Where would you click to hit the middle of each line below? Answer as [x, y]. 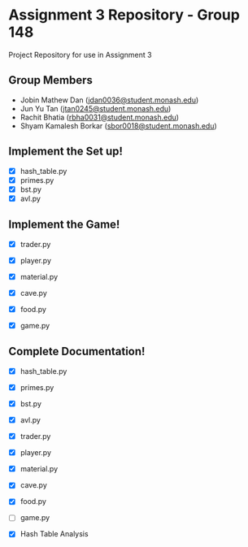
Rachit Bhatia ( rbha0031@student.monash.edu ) [100, 117]
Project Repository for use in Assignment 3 [80, 54]
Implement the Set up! [66, 152]
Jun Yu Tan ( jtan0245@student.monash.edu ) [96, 108]
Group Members [51, 80]
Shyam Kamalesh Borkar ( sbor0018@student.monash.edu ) [118, 126]
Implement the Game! [64, 225]
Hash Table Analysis [54, 534]
